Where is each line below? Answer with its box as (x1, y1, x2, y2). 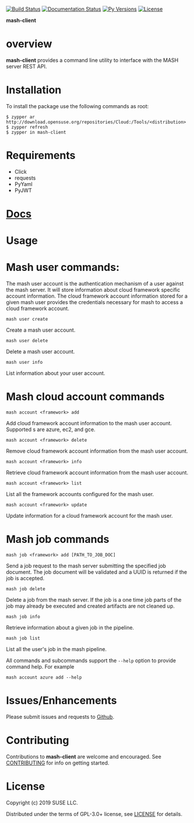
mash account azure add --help (6, 674, 82, 680)
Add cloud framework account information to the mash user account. (6, 420, 172, 427)
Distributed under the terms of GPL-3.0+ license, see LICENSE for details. (6, 810, 182, 817)
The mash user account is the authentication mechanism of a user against (6, 280, 184, 287)
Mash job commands (6, 533, 110, 546)
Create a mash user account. (6, 326, 76, 333)
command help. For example (6, 663, 75, 670)
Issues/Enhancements (6, 694, 117, 707)
